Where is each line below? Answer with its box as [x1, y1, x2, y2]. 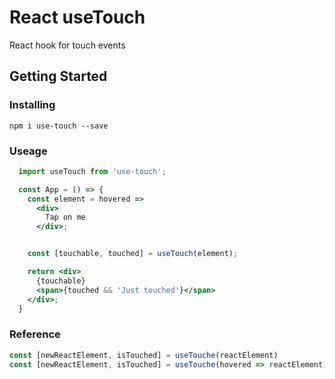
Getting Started [9, 68, 108, 85]
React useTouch [9, 6, 146, 29]
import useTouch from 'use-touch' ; [18, 166, 167, 176]
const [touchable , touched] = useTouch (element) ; [27, 249, 239, 259]
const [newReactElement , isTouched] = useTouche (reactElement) [9, 350, 279, 360]
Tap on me [45, 212, 86, 223]
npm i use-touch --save [9, 121, 109, 131]
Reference [9, 327, 61, 341]
